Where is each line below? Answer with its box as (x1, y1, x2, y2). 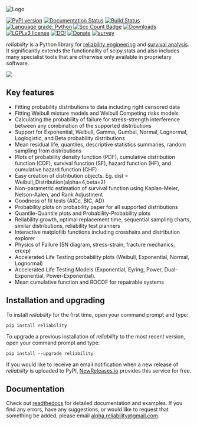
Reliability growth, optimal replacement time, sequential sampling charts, (14, 215, 192, 223)
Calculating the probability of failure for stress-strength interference (14, 115, 180, 123)
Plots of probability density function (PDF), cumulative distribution (14, 153, 175, 160)
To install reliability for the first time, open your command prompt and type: (6, 311, 189, 318)
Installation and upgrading (6, 295, 105, 306)
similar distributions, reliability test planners (14, 222, 121, 229)
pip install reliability (6, 323, 67, 328)
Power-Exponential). (46, 272, 96, 279)
